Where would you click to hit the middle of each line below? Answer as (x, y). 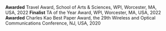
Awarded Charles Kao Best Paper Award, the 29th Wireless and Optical (80, 18)
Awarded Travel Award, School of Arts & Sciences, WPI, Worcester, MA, (81, 7)
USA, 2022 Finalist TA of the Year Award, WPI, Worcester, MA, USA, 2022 (83, 12)
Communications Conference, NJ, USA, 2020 (53, 23)
